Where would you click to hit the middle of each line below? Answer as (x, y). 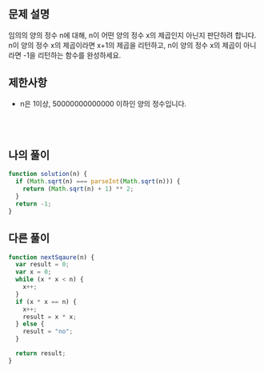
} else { (30, 324)
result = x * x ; (50, 317)
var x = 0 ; (34, 272)
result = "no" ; (48, 332)
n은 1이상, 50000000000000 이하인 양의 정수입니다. (103, 103)
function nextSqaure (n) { (51, 257)
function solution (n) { (48, 174)
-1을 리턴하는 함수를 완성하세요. (72, 55)
